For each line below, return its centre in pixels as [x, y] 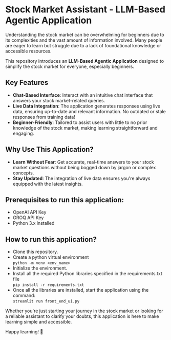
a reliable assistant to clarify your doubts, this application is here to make [82, 316]
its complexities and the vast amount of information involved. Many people [84, 40]
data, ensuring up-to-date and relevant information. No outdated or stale [89, 111]
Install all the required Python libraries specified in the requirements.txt [87, 274]
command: [24, 296]
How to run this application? [51, 239]
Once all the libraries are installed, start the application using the [81, 290]
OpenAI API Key [29, 212]
